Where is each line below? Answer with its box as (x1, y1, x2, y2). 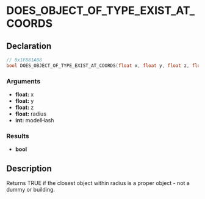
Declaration (6, 41, 52, 51)
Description (6, 163, 52, 173)
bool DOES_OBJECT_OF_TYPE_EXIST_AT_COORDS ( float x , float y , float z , (6, 62, 190, 69)
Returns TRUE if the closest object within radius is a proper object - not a (6, 180, 190, 187)
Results (6, 131, 29, 140)
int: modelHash (15, 117, 54, 124)
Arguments (6, 77, 41, 85)
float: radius (15, 110, 47, 117)
